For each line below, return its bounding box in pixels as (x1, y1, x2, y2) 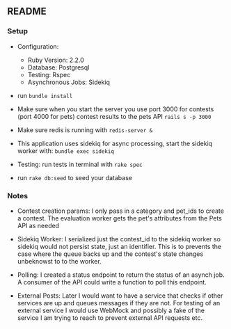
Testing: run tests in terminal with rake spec (17, 160, 143, 168)
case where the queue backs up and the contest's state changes (17, 250, 204, 258)
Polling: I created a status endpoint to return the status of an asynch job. (17, 271, 225, 279)
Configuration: (17, 42, 59, 51)
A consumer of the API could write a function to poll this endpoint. (17, 278, 207, 286)
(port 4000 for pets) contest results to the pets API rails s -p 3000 (17, 112, 212, 120)
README (7, 6, 47, 17)
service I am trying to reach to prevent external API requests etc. (17, 313, 203, 322)
